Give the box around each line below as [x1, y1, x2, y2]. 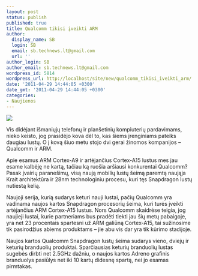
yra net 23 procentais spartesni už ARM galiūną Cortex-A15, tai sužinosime [6, 219, 191, 226]
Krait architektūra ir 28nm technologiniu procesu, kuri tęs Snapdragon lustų [6, 175, 193, 183]
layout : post [6, 8, 39, 15]
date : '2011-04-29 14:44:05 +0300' [6, 82, 95, 88]
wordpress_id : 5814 [6, 70, 55, 76]
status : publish [6, 14, 47, 20]
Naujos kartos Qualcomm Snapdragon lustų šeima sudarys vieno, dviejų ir [6, 237, 189, 244]
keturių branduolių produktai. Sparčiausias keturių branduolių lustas [6, 244, 173, 251]
